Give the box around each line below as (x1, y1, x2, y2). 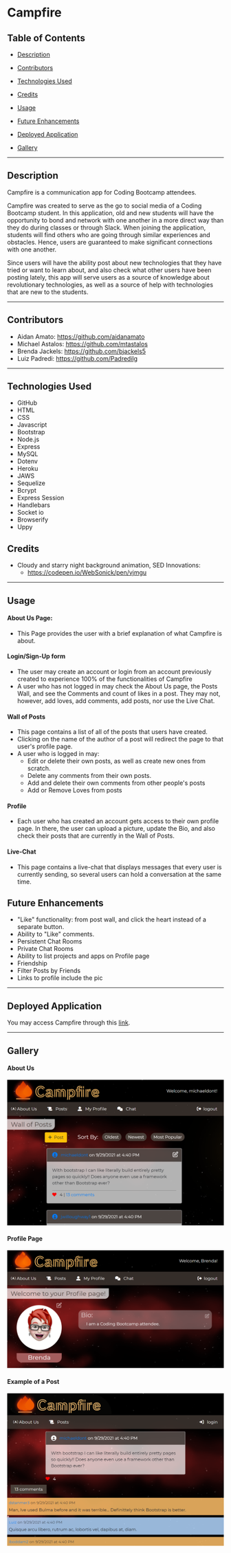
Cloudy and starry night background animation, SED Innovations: (16, 561, 201, 570)
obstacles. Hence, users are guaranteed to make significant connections (7, 238, 213, 246)
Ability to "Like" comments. (16, 930, 95, 939)
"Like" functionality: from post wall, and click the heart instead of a (16, 915, 206, 924)
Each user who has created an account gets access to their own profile (16, 817, 219, 825)
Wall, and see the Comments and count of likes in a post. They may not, (16, 689, 221, 698)
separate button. (16, 923, 65, 931)
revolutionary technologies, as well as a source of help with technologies (7, 280, 214, 289)
